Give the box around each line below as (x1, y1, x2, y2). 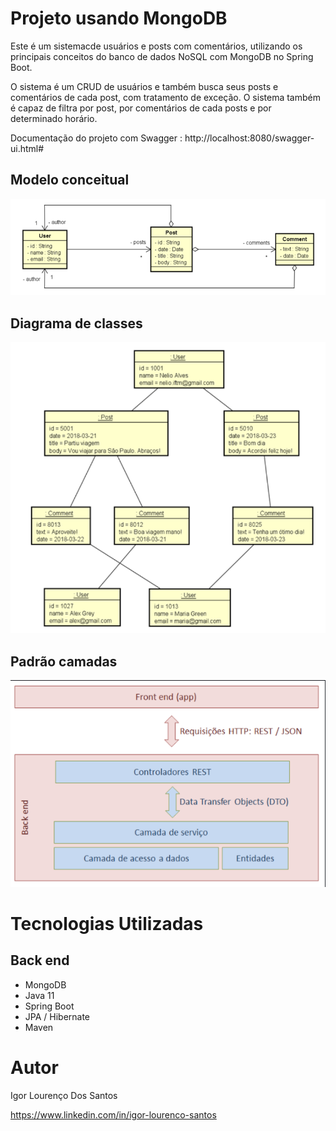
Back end (10, 952, 70, 969)
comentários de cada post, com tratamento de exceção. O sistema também (10, 91, 321, 103)
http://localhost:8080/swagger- (184, 132, 315, 144)
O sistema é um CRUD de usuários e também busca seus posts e (10, 80, 279, 92)
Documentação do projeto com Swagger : (10, 132, 183, 144)
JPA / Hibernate (24, 1010, 91, 1022)
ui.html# (10, 142, 45, 154)
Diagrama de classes (10, 315, 143, 332)
